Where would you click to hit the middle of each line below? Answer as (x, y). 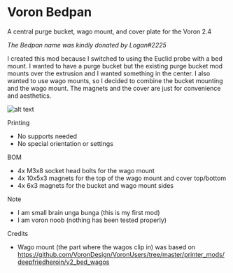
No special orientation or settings (65, 143)
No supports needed (47, 136)
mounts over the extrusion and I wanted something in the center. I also (109, 73)
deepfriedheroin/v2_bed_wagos (63, 262)
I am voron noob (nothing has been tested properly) (92, 220)
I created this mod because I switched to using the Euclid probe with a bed (115, 58)
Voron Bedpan (50, 12)
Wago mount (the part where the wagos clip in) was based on (106, 247)
